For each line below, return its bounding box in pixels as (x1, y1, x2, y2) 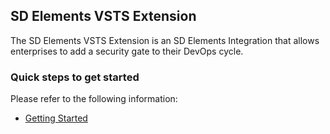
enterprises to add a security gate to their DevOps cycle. (10, 45, 244, 57)
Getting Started (24, 112, 88, 124)
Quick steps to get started (10, 70, 140, 84)
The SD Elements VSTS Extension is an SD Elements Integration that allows (10, 34, 320, 46)
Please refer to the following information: (10, 93, 178, 105)
